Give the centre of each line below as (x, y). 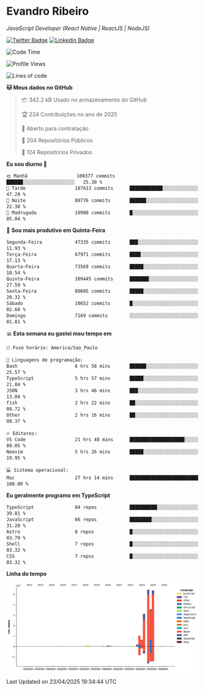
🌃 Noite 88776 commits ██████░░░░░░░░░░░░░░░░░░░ (102, 200)
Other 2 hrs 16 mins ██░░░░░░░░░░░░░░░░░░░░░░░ (102, 415)
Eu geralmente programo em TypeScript (58, 495)
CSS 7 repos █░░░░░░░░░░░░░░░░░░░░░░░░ (102, 556)
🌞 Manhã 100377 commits (61, 176)
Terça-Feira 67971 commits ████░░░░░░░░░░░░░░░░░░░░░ (102, 254)
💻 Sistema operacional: (38, 470)
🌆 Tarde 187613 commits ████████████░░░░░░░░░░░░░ (102, 188)
